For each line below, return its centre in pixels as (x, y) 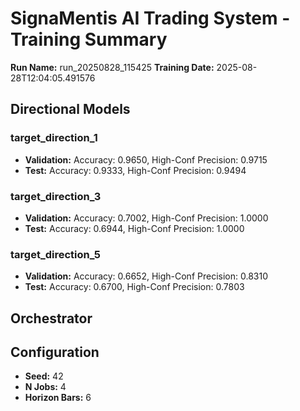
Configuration (55, 352)
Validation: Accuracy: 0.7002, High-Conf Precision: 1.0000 (146, 218)
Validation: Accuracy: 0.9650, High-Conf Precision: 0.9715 (146, 159)
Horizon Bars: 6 (58, 398)
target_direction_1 (54, 138)
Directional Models (70, 109)
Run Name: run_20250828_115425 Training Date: (112, 67)
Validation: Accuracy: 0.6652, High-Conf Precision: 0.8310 (146, 276)
